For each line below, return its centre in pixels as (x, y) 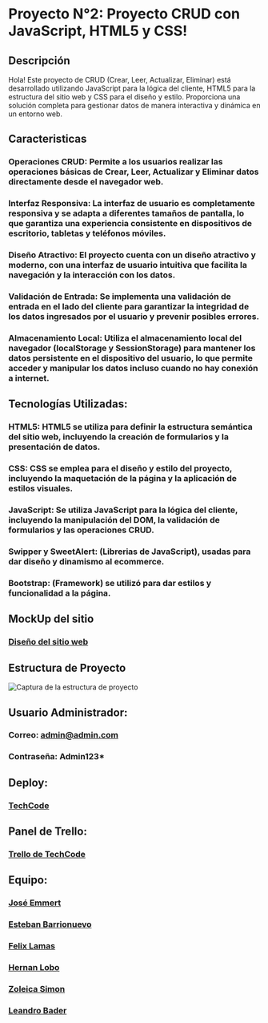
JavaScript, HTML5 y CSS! (98, 31)
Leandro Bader (38, 1010)
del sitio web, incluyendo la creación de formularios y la (119, 437)
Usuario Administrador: (68, 712)
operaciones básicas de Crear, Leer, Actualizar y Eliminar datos (134, 172)
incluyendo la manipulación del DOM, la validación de (114, 520)
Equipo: (28, 880)
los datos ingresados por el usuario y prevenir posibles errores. (134, 317)
